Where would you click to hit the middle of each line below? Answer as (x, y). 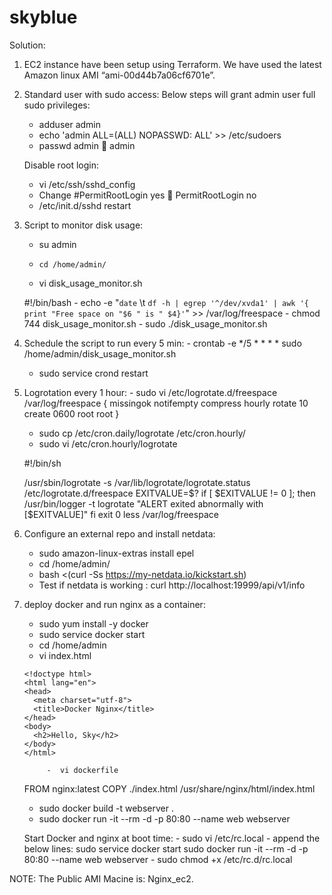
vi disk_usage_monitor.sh (90, 283)
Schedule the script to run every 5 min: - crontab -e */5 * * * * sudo (162, 343)
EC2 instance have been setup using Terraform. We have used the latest (172, 64)
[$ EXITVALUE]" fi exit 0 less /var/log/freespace (121, 514)
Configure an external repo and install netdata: (119, 533)
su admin (57, 244)
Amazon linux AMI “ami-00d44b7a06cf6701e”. (119, 75)
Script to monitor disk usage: (83, 225)
